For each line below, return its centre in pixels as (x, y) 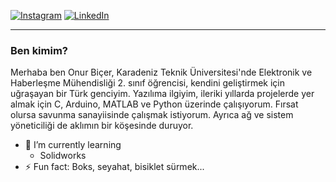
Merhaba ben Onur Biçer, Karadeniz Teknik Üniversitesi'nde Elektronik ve (161, 72)
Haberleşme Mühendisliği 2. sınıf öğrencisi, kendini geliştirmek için (147, 83)
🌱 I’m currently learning (73, 145)
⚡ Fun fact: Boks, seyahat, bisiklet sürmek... (114, 167)
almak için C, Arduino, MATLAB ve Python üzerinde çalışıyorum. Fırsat (154, 104)
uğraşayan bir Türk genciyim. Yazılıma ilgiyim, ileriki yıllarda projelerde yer (162, 94)
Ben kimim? (39, 50)
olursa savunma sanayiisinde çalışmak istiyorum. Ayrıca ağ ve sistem (152, 115)
